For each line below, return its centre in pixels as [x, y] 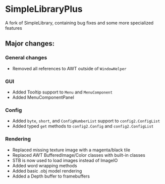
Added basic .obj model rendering [47, 171]
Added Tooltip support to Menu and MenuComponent [62, 92]
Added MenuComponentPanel [43, 97]
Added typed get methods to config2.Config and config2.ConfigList [83, 126]
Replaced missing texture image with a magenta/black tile [71, 150]
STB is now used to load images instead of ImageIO [65, 160]
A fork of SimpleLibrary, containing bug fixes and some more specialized [79, 23]
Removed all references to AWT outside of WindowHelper [69, 68]
